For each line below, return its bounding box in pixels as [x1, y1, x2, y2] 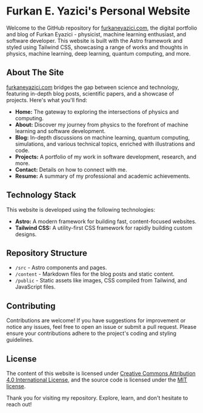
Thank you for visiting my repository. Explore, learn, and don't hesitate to [6, 394, 188, 402]
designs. [15, 230, 37, 238]
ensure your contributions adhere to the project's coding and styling [6, 330, 177, 337]
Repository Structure [6, 248, 88, 258]
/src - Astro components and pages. [15, 264, 107, 272]
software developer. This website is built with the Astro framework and [6, 37, 183, 44]
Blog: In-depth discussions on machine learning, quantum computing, [15, 134, 190, 141]
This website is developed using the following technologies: [6, 206, 156, 213]
